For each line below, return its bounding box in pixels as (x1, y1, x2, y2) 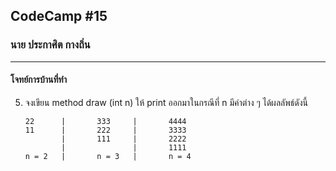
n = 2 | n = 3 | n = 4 (24, 151, 192, 161)
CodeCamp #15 (10, 8, 108, 25)
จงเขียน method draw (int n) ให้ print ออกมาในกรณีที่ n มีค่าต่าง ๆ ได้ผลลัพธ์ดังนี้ (24, 96, 308, 108)
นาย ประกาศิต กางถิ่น (10, 38, 91, 52)
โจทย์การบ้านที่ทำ (10, 74, 67, 86)
